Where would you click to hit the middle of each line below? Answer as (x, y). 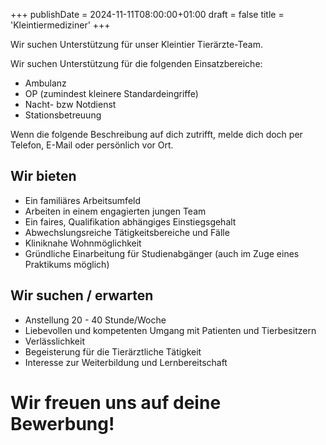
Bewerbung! (62, 423)
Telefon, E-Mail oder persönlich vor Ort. (92, 145)
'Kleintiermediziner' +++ (60, 25)
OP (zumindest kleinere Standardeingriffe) (111, 93)
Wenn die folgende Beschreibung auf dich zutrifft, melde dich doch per (156, 134)
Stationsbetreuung (63, 115)
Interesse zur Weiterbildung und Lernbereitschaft (126, 362)
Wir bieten (43, 176)
